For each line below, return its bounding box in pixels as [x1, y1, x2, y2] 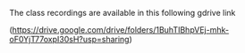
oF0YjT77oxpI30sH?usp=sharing [9, 34, 130, 44]
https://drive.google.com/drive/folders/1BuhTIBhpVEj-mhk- [12, 25, 230, 34]
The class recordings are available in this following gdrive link [9, 8, 236, 18]
